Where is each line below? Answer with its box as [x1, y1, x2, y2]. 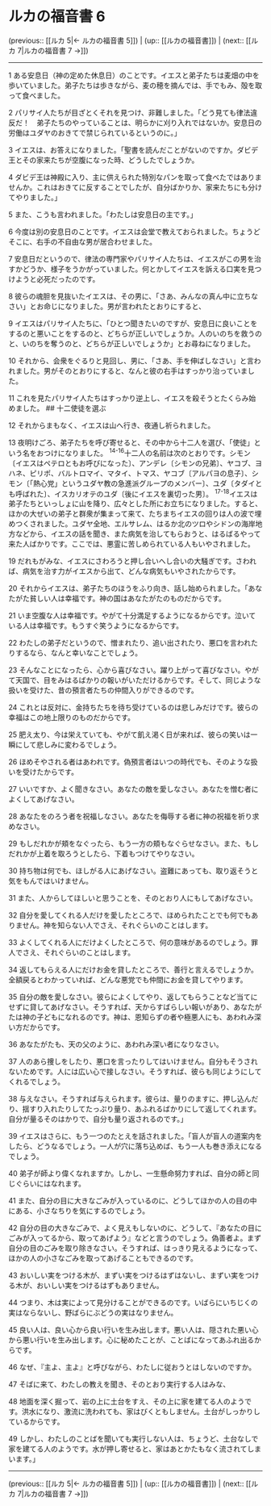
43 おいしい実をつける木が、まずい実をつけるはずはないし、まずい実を [8, 1270, 246, 1280]
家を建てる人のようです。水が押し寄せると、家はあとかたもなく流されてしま [8, 1444, 262, 1454]
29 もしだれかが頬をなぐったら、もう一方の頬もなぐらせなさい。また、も [8, 839, 252, 848]
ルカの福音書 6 [8, 7, 106, 26]
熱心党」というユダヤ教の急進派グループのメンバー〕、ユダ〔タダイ [32, 478, 256, 488]
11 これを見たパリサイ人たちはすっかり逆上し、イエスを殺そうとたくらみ [8, 393, 249, 403]
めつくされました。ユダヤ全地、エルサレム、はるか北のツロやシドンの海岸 [8, 519, 256, 529]
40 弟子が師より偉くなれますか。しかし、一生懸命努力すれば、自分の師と [8, 1169, 252, 1178]
